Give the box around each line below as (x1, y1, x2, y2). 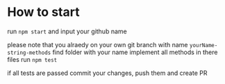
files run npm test (7, 55, 58, 63)
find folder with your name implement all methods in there (52, 48, 218, 56)
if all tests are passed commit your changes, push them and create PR (7, 69, 208, 77)
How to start (7, 4, 80, 20)
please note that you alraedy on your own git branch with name (7, 40, 189, 49)
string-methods (7, 49, 51, 56)
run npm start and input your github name (7, 27, 127, 35)
